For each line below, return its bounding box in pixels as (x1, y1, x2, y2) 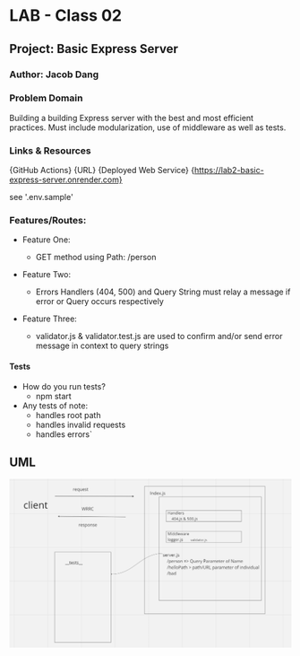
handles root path (35, 409, 101, 420)
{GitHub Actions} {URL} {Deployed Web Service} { (9, 165, 195, 176)
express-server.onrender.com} (9, 174, 123, 185)
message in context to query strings (35, 340, 169, 351)
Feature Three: (21, 313, 78, 324)
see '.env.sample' (9, 192, 73, 203)
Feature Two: (21, 269, 72, 280)
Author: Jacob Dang (9, 68, 99, 81)
